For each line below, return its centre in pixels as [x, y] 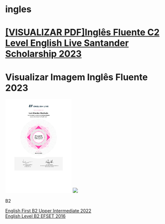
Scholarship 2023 [43, 54]
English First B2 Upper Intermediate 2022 [48, 211]
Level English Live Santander [67, 43]
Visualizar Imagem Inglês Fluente [76, 77]
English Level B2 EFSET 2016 [35, 216]
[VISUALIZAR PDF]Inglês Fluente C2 [82, 33]
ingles [18, 9]
